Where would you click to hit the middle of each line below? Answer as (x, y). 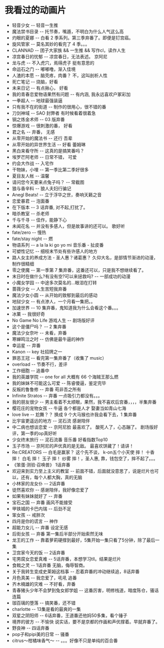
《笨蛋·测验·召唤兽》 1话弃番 (41, 465)
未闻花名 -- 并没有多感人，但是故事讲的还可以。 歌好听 (68, 226)
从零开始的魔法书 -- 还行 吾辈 (42, 138)
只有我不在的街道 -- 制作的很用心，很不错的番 (59, 106)
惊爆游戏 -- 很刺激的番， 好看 (42, 126)
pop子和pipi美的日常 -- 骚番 (40, 634)
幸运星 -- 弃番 (26, 345)
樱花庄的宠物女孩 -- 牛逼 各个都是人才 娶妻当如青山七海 (69, 408)
